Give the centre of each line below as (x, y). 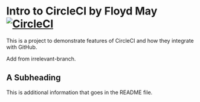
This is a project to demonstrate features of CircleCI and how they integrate (100, 40)
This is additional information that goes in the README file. (79, 92)
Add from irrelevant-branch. (41, 59)
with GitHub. (22, 47)
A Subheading (34, 78)
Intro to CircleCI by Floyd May (82, 11)
